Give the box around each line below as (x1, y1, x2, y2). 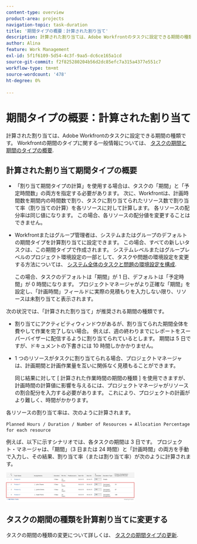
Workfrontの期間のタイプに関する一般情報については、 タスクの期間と (17, 140, 186, 147)
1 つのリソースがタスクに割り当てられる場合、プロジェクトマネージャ (14, 354, 182, 361)
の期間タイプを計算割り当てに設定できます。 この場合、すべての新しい (14, 238, 185, 246)
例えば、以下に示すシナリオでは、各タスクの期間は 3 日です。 (6, 438, 156, 445)
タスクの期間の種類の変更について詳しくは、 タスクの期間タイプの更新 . (6, 531, 179, 538)
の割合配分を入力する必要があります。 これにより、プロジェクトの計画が (14, 389, 191, 396)
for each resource (6, 427, 51, 433)
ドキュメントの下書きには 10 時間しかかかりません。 (30, 342, 157, 349)
